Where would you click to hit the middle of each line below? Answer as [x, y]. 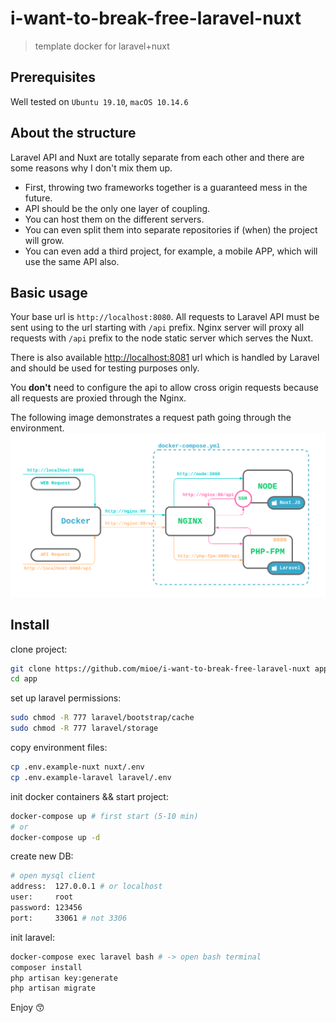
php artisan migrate [53, 988]
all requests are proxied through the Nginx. [98, 398]
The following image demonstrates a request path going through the [151, 418]
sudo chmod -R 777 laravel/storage [84, 728]
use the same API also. [72, 261]
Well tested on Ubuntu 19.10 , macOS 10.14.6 [99, 101]
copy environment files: [59, 748]
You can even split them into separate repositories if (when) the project [171, 229]
